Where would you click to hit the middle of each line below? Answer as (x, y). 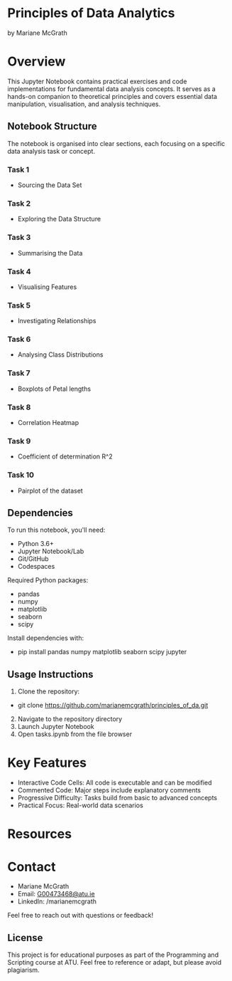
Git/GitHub (33, 559)
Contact (32, 867)
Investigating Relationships (57, 321)
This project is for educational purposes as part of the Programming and (113, 955)
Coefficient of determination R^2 (65, 456)
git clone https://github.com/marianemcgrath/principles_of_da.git (113, 705)
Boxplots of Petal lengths (54, 389)
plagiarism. (24, 970)
